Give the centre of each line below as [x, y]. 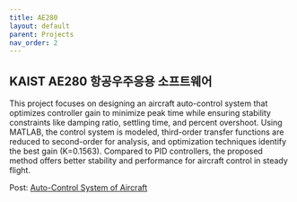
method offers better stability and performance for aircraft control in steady [149, 161]
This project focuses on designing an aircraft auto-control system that [139, 103]
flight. [20, 171]
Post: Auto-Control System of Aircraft [79, 188]
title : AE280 [34, 18]
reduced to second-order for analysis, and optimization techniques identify [148, 142]
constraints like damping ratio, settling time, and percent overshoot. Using [146, 123]
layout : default [39, 26]
